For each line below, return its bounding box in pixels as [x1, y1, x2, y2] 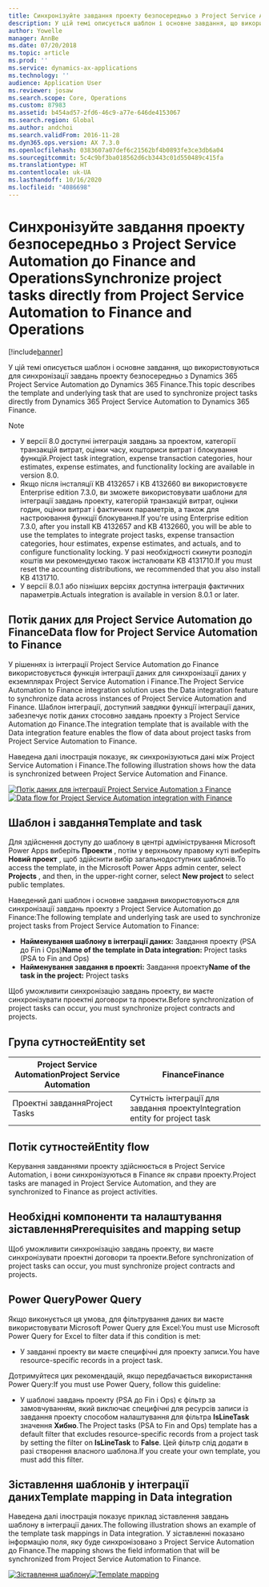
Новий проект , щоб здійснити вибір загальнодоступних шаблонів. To [8, 854, 246, 864]
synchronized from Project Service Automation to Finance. [8, 1554, 202, 1564]
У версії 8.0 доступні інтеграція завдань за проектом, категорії [19, 436, 236, 446]
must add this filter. [19, 1455, 84, 1464]
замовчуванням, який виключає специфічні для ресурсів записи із [19, 1403, 249, 1413]
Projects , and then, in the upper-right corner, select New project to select [8, 872, 255, 881]
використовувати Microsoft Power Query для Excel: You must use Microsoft [8, 1322, 260, 1333]
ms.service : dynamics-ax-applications [8, 64, 138, 72]
